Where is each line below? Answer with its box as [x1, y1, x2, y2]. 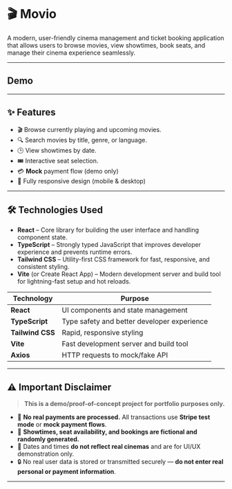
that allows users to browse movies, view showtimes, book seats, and [7, 41, 206, 49]
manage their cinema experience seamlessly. [7, 48, 136, 57]
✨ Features [7, 107, 56, 118]
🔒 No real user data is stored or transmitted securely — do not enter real [17, 458, 224, 466]
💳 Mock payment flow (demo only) [17, 167, 119, 175]
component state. [17, 233, 68, 241]
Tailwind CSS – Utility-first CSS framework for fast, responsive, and [17, 255, 210, 264]
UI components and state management [61, 306, 188, 315]
